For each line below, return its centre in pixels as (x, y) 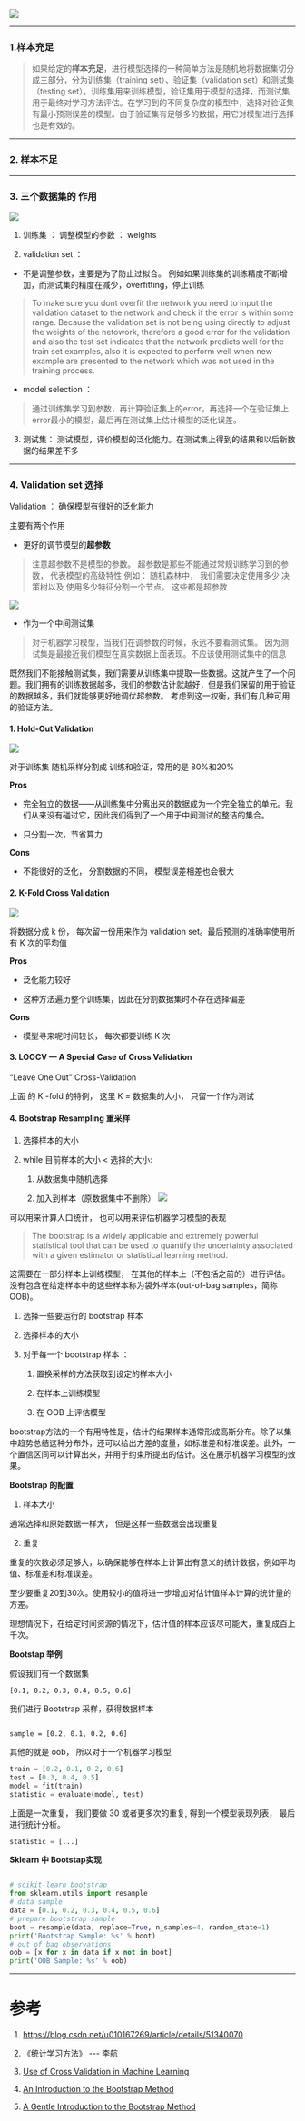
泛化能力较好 (46, 979)
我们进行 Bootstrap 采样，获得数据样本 (82, 1709)
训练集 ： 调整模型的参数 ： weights (89, 234)
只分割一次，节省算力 (62, 835)
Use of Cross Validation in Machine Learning (106, 2072)
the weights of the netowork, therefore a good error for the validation (161, 332)
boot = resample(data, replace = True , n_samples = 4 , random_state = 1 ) (140, 1927)
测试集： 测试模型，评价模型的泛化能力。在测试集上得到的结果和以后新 (155, 439)
